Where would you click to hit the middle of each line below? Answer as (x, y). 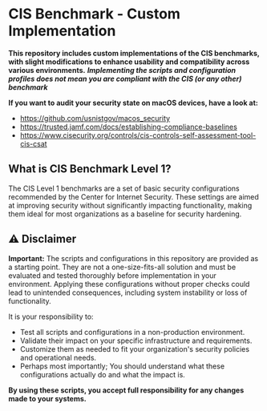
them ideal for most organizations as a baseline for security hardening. (125, 214)
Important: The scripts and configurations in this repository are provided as (133, 258)
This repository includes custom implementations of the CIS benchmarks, (134, 53)
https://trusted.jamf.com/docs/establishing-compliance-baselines (129, 127)
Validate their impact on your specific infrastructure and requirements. (136, 340)
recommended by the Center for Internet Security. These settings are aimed (133, 196)
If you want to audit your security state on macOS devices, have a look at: (133, 103)
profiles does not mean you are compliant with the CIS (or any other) (125, 79)
